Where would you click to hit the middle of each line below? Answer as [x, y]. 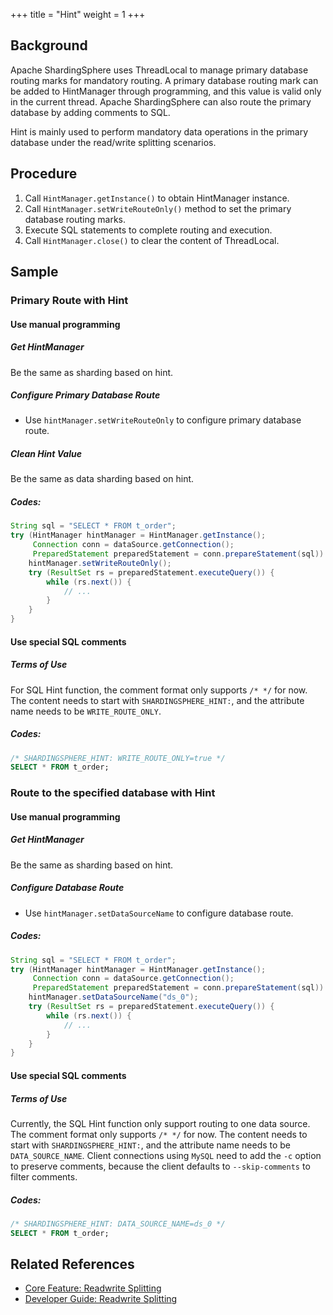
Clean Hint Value [46, 454]
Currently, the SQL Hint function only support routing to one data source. [160, 1123]
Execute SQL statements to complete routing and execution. [148, 230]
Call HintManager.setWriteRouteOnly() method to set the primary [158, 208]
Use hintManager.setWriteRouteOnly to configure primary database [163, 420]
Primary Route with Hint [69, 300]
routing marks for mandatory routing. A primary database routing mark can [164, 80]
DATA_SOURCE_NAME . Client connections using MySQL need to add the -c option [166, 1155]
